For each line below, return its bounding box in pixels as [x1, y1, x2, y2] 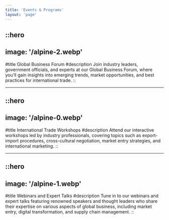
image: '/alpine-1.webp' [5, 179, 81, 188]
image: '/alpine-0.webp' [5, 114, 83, 122]
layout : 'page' [5, 12, 37, 17]
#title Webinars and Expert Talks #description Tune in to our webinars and [5, 193, 159, 199]
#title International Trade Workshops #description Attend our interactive [5, 127, 154, 133]
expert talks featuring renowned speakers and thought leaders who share [5, 198, 158, 204]
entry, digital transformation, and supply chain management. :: [5, 209, 134, 215]
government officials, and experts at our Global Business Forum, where [5, 66, 152, 72]
